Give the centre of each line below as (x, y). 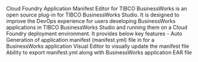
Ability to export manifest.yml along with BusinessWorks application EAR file (99, 52)
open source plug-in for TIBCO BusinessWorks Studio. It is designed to (93, 15)
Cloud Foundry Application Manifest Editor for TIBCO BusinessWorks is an (97, 9)
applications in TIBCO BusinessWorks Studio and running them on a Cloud (97, 27)
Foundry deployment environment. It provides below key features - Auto (94, 34)
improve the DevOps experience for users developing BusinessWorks (91, 21)
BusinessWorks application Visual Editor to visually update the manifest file (98, 46)
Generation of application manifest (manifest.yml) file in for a (80, 40)
